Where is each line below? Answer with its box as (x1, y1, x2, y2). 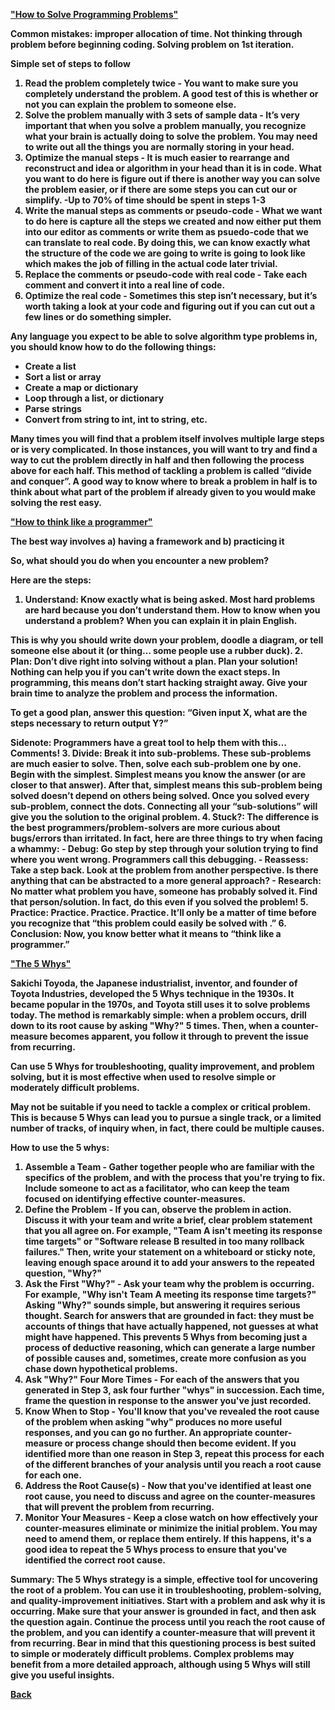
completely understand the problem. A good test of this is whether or (24, 88, 319, 99)
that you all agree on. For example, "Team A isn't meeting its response (24, 1225, 323, 1236)
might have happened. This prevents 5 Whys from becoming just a (24, 1331, 308, 1343)
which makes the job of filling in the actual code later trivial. (24, 258, 278, 269)
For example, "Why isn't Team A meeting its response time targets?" (24, 1289, 317, 1300)
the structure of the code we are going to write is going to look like (24, 247, 306, 259)
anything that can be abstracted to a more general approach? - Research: (10, 875, 322, 886)
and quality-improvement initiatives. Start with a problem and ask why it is (10, 1595, 326, 1606)
